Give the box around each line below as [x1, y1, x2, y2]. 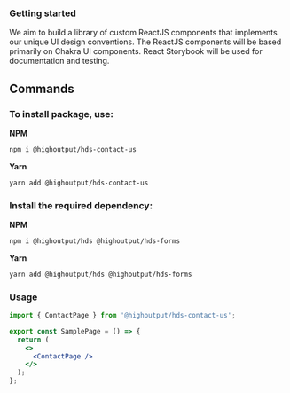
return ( [17, 335, 50, 344]
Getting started [9, 7, 77, 20]
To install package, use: [9, 107, 114, 120]
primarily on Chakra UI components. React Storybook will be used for [9, 46, 263, 57]
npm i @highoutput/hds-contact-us [9, 145, 137, 153]
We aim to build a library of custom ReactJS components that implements [9, 28, 278, 38]
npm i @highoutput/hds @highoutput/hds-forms [9, 237, 180, 246]
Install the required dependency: [9, 199, 153, 211]
